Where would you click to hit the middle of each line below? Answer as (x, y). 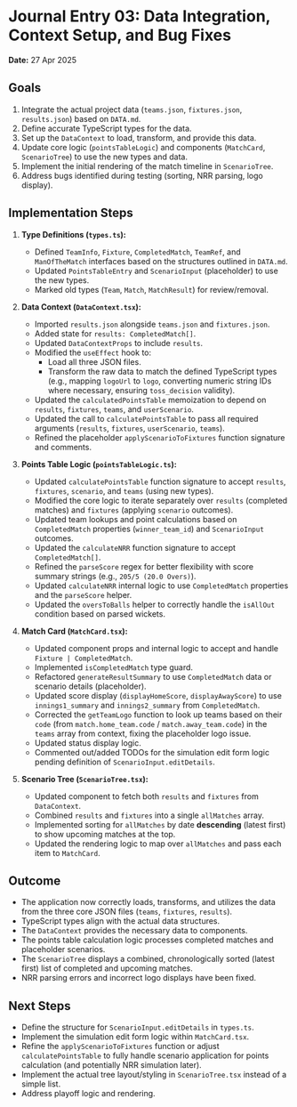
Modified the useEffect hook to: (93, 352)
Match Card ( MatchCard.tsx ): (74, 631)
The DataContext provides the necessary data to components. (134, 931)
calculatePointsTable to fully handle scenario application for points (145, 1055)
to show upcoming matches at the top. (105, 834)
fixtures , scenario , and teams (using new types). (124, 490)
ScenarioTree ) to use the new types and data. (104, 157)
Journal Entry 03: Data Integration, (140, 16)
